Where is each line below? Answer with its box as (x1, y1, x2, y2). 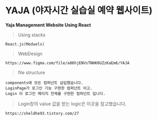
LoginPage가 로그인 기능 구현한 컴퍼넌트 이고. (5, 85, 93, 91)
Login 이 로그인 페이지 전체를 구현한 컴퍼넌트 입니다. (5, 91, 106, 96)
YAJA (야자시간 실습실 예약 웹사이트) (5, 5, 153, 16)
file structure (17, 69, 45, 76)
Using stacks (17, 32, 46, 38)
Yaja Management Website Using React (5, 21, 91, 28)
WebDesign (17, 51, 43, 57)
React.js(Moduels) (5, 41, 45, 46)
